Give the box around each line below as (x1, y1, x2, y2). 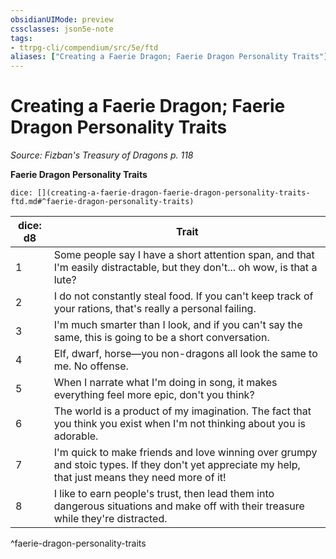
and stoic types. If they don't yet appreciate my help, (53, 458, 301, 472)
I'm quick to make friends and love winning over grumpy (53, 446, 318, 460)
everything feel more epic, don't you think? (53, 388, 255, 402)
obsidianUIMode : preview (10, 14, 114, 25)
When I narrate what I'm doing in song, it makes (53, 376, 278, 390)
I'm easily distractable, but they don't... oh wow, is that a (53, 261, 318, 275)
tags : (10, 33, 33, 43)
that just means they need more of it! (53, 471, 227, 485)
